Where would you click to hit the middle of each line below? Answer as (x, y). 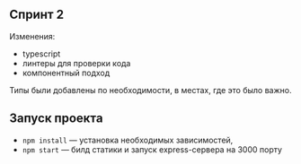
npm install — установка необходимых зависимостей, (128, 140)
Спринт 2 (37, 15)
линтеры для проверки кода (76, 63)
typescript (41, 54)
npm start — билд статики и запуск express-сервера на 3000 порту (152, 149)
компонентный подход (66, 73)
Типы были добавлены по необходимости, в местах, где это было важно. (150, 90)
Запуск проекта (56, 119)
